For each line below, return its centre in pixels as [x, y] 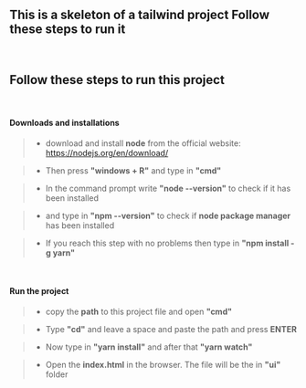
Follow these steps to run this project [117, 80]
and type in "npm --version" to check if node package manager [168, 215]
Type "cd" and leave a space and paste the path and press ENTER [171, 330]
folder [57, 374]
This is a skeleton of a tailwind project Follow [140, 15]
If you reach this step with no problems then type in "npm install [167, 243]
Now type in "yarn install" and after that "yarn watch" [149, 347]
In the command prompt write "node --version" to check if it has [168, 188]
